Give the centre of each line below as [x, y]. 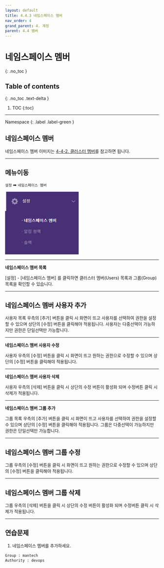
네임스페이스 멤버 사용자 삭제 [32, 377]
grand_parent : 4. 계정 [27, 26]
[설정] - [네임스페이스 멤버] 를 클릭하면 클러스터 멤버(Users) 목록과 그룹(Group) [81, 278]
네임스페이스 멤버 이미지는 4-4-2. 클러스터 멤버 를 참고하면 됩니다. [68, 151]
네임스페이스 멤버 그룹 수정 [43, 452]
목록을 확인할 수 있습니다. [29, 284]
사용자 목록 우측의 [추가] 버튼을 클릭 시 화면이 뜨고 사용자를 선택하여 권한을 [76, 318]
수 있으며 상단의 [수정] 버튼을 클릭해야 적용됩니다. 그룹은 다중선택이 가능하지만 [80, 425]
